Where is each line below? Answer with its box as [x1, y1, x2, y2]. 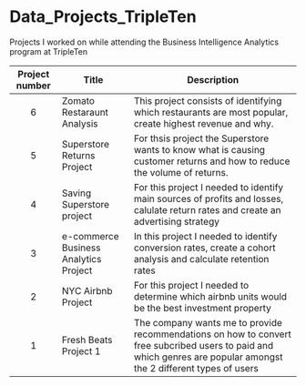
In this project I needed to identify [133, 229, 278, 242]
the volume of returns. [133, 166, 229, 178]
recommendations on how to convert [133, 328, 291, 340]
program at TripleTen [9, 46, 88, 56]
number [15, 79, 52, 92]
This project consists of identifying [133, 94, 282, 107]
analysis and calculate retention [133, 252, 270, 265]
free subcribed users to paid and [133, 339, 274, 351]
